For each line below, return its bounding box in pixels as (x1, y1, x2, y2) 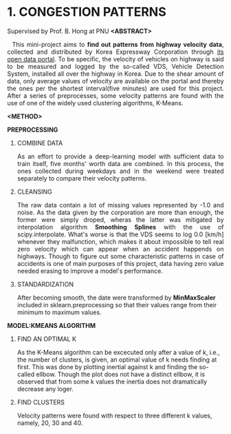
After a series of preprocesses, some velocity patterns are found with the (7, 91, 224, 100)
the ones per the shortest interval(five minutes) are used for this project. (7, 84, 224, 92)
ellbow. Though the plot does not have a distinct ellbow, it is (36, 370, 205, 378)
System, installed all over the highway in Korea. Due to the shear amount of (7, 70, 224, 78)
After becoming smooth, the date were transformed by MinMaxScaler (16, 293, 216, 302)
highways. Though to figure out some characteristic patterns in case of (16, 252, 224, 260)
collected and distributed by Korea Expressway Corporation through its (7, 48, 224, 56)
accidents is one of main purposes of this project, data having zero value (16, 259, 224, 267)
